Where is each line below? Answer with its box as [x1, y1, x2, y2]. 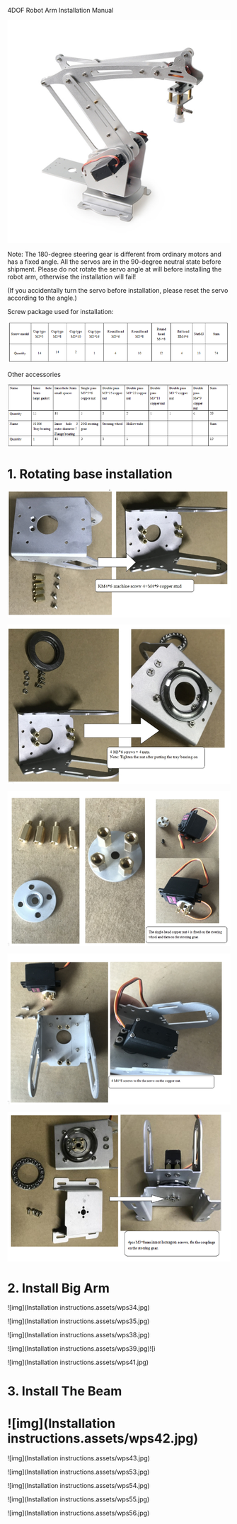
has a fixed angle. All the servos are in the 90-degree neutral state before [7, 257, 221, 266]
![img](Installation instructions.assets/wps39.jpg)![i [7, 1344, 156, 1353]
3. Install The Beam [7, 1383, 122, 1399]
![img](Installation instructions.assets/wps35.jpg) [7, 1317, 150, 1325]
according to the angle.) [7, 293, 78, 302]
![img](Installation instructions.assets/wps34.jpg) [7, 1303, 150, 1312]
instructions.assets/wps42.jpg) [7, 1430, 199, 1446]
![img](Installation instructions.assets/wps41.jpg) [7, 1358, 149, 1367]
